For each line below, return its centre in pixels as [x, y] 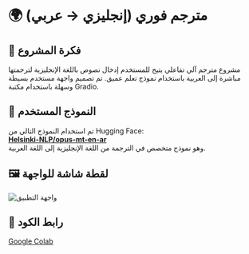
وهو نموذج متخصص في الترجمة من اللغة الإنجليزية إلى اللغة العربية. [107, 148]
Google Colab [31, 241]
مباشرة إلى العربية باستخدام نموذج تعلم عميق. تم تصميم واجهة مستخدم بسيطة [125, 78]
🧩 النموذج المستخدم [52, 111]
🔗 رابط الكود [36, 222]
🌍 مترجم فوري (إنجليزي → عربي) [108, 16]
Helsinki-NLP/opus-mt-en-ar [57, 139]
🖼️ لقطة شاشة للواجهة [59, 174]
